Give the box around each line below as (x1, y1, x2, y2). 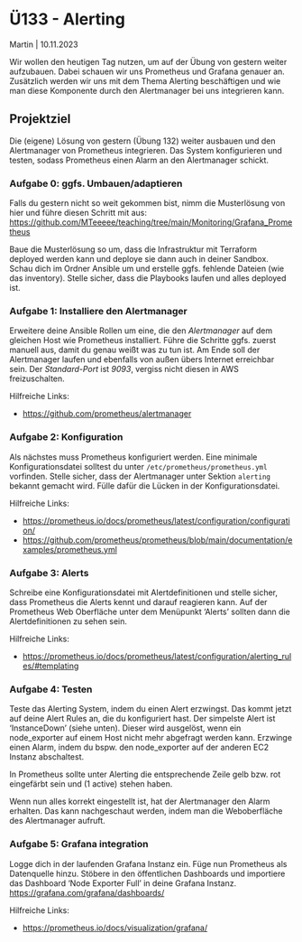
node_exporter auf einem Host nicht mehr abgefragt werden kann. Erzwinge (9, 732, 293, 743)
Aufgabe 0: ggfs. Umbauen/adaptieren (9, 177, 183, 190)
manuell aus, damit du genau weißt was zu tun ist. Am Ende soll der (9, 344, 261, 356)
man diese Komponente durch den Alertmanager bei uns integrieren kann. (9, 85, 285, 96)
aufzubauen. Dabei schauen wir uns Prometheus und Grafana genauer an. (9, 66, 286, 77)
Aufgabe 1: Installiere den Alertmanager (9, 304, 188, 317)
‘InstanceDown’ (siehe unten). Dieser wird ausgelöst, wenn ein (9, 723, 242, 733)
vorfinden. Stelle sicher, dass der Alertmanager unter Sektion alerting (9, 471, 270, 481)
